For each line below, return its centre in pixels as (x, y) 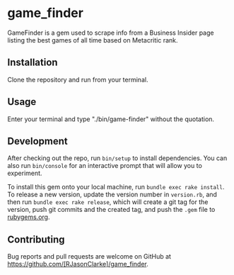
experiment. (25, 173)
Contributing (36, 239)
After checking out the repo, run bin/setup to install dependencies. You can (117, 158)
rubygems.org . (29, 217)
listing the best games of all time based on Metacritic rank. (93, 40)
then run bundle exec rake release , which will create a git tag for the (108, 202)
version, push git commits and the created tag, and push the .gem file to (111, 210)
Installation (33, 63)
